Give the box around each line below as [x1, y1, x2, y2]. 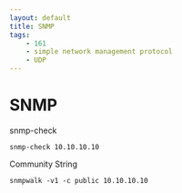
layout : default [9, 13, 71, 23]
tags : [9, 30, 30, 39]
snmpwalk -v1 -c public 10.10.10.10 [9, 176, 148, 185]
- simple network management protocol [25, 47, 173, 56]
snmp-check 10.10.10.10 [9, 142, 100, 151]
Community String [9, 158, 77, 169]
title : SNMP [9, 22, 55, 31]
